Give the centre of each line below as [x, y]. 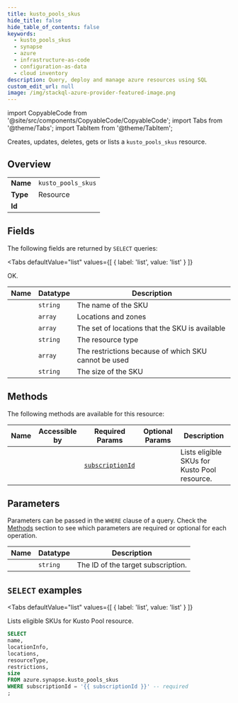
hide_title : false [34, 21]
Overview [29, 164]
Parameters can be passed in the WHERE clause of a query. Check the [107, 520]
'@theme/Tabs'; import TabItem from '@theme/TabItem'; [90, 128]
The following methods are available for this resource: [86, 413]
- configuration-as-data [50, 67]
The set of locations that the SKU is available [151, 328]
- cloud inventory [41, 73]
